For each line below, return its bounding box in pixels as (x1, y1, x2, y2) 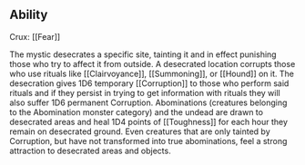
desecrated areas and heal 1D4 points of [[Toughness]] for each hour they (9, 116, 289, 127)
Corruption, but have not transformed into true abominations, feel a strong (9, 135, 288, 146)
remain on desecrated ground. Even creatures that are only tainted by (9, 126, 270, 137)
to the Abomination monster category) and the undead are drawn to (9, 106, 264, 117)
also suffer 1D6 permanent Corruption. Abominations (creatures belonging (9, 97, 288, 108)
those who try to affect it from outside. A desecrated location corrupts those (9, 58, 296, 69)
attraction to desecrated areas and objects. (9, 145, 171, 156)
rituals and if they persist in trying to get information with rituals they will (9, 87, 280, 98)
